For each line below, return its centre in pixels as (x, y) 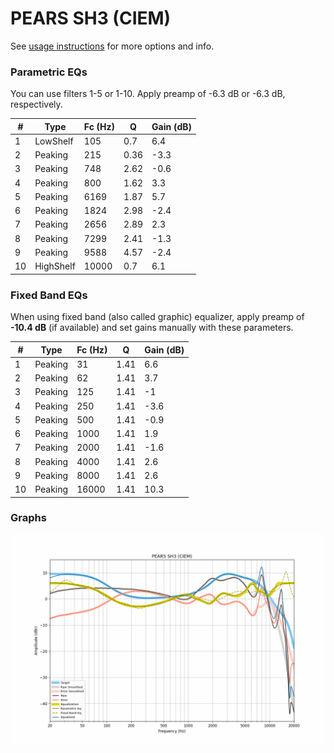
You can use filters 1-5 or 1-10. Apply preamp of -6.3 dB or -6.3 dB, (148, 94)
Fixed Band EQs (49, 295)
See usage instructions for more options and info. (112, 46)
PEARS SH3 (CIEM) (91, 18)
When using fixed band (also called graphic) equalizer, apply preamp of (157, 317)
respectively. (36, 104)
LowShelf (54, 141)
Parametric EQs (49, 72)
